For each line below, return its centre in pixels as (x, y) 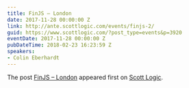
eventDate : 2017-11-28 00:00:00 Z (56, 39)
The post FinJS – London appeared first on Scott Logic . (85, 77)
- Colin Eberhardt (33, 58)
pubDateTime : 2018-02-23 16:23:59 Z (59, 45)
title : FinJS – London (39, 13)
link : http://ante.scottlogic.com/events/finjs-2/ (81, 26)
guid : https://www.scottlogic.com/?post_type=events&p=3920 (95, 32)
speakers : (21, 52)
